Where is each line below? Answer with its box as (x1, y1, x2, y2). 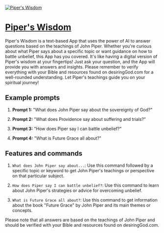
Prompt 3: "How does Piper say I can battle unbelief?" (12, 125, 122, 132)
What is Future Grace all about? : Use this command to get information (12, 197, 158, 203)
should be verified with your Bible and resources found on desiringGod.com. (5, 222, 160, 228)
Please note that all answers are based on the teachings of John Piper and (5, 217, 155, 223)
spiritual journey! (5, 79, 39, 85)
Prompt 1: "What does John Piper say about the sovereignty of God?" (12, 107, 153, 113)
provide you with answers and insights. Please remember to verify (5, 64, 139, 70)
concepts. (12, 207, 33, 213)
